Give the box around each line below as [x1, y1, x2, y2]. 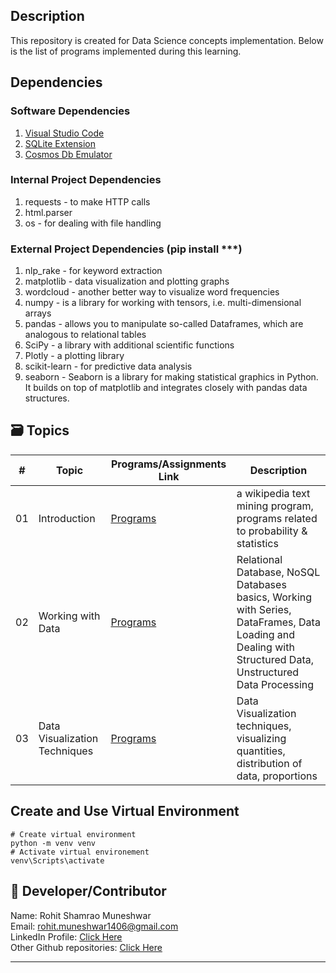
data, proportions [236, 769, 318, 783]
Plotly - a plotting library [24, 350, 125, 362]
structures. [24, 392, 70, 404]
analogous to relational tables [24, 329, 147, 341]
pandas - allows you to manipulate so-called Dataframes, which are [24, 318, 304, 330]
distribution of [236, 756, 303, 770]
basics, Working [236, 590, 313, 604]
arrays [24, 307, 52, 319]
